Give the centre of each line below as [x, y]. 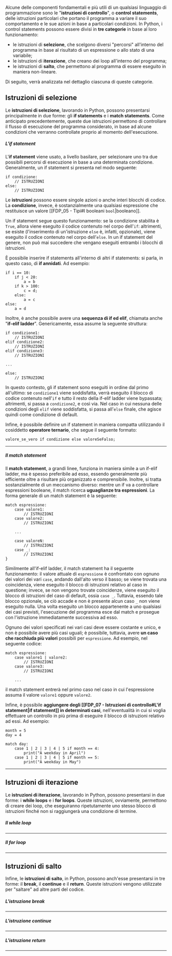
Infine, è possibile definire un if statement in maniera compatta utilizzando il [85, 424]
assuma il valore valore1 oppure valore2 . [49, 695]
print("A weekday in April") [55, 753]
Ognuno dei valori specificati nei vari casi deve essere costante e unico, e [83, 627]
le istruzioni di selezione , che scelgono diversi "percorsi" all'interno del [88, 45]
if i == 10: [18, 273]
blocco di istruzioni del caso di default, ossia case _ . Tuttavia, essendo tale [84, 595]
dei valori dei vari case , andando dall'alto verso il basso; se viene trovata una [86, 579]
